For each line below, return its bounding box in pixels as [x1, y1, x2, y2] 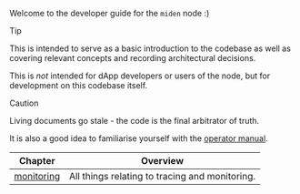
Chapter [19, 155, 55, 167]
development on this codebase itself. [9, 80, 148, 90]
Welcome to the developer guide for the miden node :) [9, 8, 210, 18]
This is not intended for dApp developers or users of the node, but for [9, 70, 271, 81]
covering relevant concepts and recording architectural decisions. [9, 53, 256, 63]
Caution [9, 97, 39, 108]
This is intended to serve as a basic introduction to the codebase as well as [9, 43, 291, 54]
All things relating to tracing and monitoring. [68, 170, 256, 182]
